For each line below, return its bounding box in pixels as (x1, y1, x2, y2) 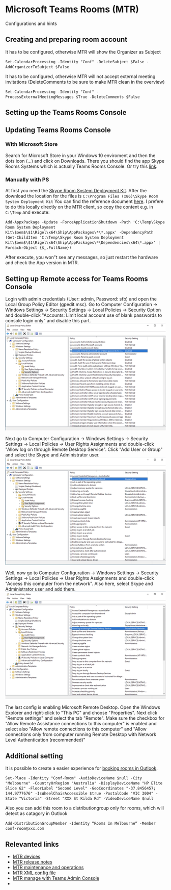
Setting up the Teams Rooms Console (5, 108, 127, 117)
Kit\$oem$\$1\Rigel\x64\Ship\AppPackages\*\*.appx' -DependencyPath (5, 230, 154, 235)
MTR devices (12, 853, 41, 860)
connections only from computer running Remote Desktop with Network (5, 731, 157, 738)
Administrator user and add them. (5, 586, 76, 592)
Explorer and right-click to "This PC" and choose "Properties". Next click (5, 710, 158, 716)
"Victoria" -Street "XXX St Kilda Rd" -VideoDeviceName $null (18, 796, 154, 801)
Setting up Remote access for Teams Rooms (5, 274, 149, 283)
